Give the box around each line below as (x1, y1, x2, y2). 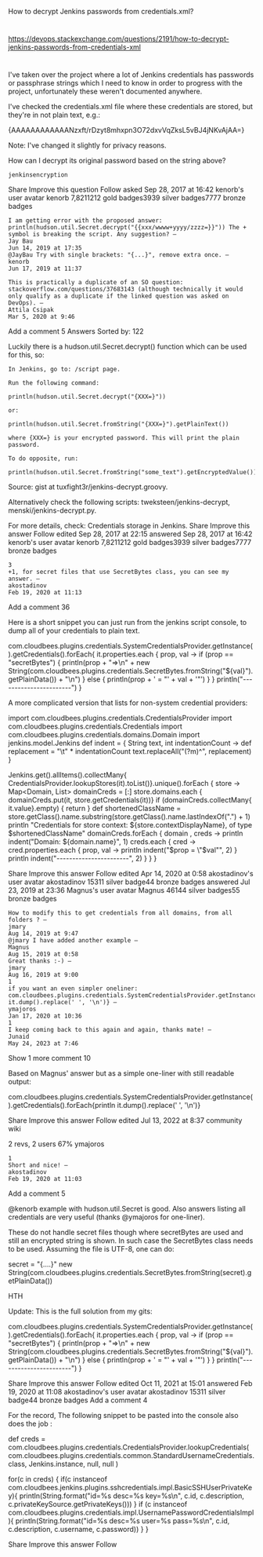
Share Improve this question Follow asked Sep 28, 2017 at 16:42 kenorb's (8, 185, 244, 195)
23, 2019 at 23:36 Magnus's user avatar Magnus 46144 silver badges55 (8, 886, 240, 895)
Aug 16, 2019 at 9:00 (8, 971, 79, 979)
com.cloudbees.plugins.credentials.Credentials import (8, 722, 182, 731)
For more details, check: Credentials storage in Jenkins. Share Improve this (8, 521, 250, 531)
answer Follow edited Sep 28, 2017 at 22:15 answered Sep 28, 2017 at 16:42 (8, 529, 253, 539)
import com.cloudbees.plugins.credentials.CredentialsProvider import (8, 714, 232, 723)
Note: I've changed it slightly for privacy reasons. (8, 141, 167, 150)
